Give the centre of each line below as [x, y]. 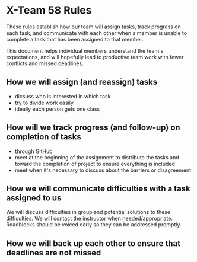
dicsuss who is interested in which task [63, 96]
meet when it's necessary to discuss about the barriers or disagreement [103, 170]
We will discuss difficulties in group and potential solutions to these [88, 212]
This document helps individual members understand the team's [85, 50]
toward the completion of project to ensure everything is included [95, 164]
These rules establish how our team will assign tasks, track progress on [93, 27]
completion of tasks [44, 137]
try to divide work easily [44, 103]
